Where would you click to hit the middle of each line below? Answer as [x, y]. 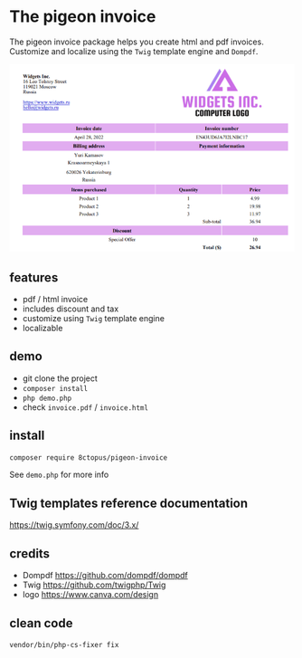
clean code [41, 623]
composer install [55, 388]
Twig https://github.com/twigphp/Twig [94, 585]
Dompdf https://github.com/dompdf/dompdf [105, 576]
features [34, 277]
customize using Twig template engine [94, 318]
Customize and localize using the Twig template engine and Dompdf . [134, 51]
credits [30, 553]
